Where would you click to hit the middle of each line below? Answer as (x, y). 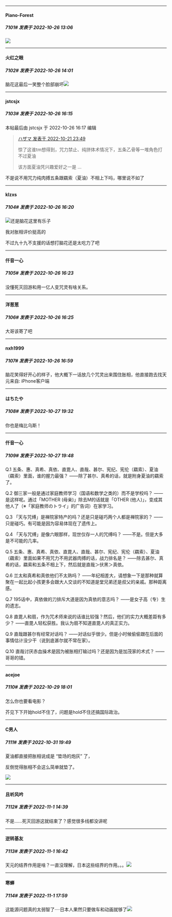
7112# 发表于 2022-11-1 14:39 (37, 807)
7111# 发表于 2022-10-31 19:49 (38, 742)
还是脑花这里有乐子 (31, 221)
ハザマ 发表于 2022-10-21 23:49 (52, 138)
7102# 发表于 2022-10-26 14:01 (39, 70)
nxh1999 (15, 348)
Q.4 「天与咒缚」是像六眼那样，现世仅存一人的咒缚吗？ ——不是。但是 (80, 534)
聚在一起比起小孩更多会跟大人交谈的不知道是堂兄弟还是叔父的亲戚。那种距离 (86, 582)
